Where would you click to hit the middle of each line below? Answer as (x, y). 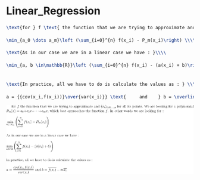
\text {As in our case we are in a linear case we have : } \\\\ (86, 53)
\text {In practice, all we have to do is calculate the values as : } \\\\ (102, 84)
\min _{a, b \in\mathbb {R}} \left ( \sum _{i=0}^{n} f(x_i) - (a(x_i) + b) (97, 66)
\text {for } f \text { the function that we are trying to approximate (96, 27)
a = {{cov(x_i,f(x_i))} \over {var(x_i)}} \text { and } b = (89, 97)
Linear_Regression (54, 11)
